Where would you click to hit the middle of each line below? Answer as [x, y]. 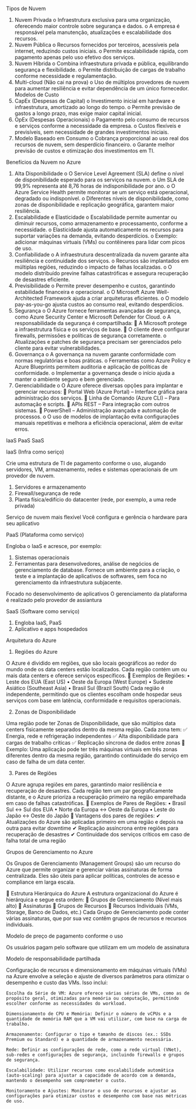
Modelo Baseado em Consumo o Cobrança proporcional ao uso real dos [102, 138]
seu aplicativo [23, 523]
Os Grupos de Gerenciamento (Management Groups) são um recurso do [93, 863]
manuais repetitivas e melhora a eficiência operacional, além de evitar [99, 423]
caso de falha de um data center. [46, 762]
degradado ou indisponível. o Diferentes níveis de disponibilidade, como [102, 198]
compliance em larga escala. [41, 882]
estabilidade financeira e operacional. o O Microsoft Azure [85, 292]
